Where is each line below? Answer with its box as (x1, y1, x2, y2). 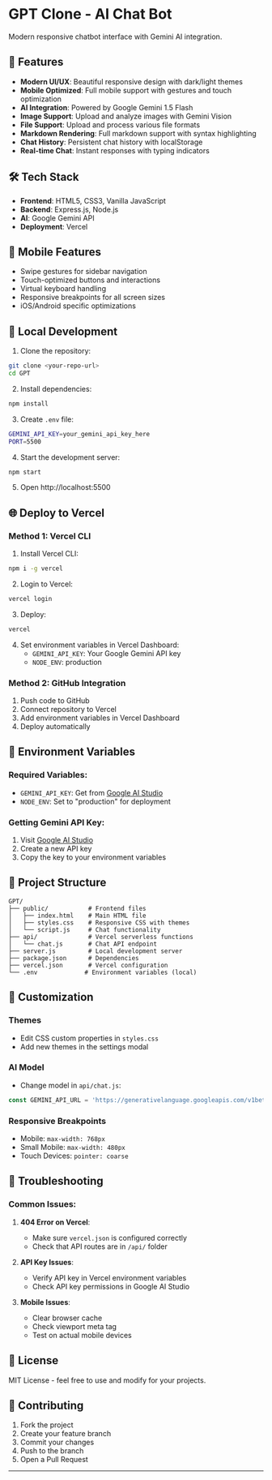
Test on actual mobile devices (32, 1330, 132, 1340)
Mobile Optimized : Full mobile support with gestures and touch (19, 85, 232, 95)
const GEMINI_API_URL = (8, 1096, 89, 1104)
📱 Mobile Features (8, 245, 102, 259)
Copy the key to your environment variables (19, 852, 167, 862)
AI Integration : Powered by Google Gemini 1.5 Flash (19, 102, 193, 112)
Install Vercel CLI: (19, 549, 79, 559)
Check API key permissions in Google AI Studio (32, 1281, 190, 1291)
